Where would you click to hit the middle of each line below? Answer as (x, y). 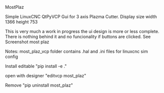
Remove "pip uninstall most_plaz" (39, 85)
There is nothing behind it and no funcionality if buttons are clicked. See (78, 37)
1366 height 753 (21, 22)
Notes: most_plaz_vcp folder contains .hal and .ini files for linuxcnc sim (77, 51)
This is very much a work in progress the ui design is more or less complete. (82, 31)
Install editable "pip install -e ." (36, 66)
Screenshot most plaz (27, 42)
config (12, 57)
